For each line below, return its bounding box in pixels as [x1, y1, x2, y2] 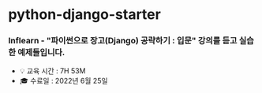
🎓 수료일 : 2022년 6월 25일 [19, 76, 108, 86]
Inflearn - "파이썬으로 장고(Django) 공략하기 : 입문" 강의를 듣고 [8, 35, 238, 46]
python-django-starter [8, 6, 162, 24]
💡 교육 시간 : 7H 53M [19, 66, 86, 76]
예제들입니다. [17, 47, 65, 58]
